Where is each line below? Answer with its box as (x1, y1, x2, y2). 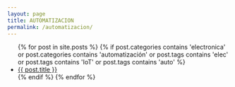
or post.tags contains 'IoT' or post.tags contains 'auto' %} (17, 58, 186, 66)
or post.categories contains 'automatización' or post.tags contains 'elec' (17, 50, 229, 59)
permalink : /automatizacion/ (7, 23, 93, 30)
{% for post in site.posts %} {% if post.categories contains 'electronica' (17, 43, 226, 52)
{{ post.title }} (17, 65, 58, 74)
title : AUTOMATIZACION (7, 17, 74, 24)
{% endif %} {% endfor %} (17, 73, 96, 81)
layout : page (7, 10, 46, 18)
